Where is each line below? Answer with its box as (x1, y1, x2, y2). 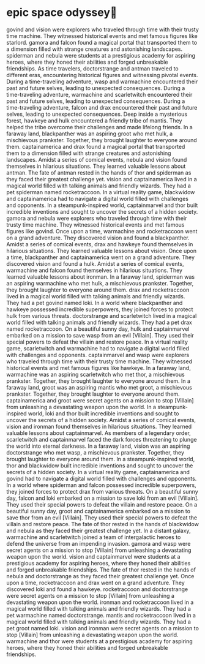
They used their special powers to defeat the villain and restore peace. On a (6, 500, 198, 508)
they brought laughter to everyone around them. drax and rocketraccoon (6, 286, 190, 293)
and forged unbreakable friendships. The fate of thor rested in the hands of (6, 566, 196, 573)
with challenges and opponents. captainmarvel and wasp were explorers (6, 351, 190, 358)
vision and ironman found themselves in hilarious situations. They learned (6, 423, 192, 430)
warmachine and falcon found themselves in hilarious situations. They (6, 266, 182, 274)
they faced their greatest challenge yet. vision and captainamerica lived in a (6, 175, 197, 183)
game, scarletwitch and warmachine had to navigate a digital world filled (6, 344, 190, 352)
